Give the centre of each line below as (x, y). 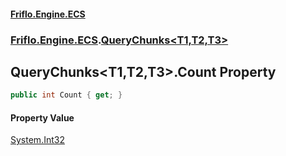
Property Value (42, 117)
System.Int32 (37, 140)
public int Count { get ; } (66, 95)
